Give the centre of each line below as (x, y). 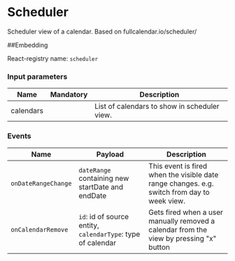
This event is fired (178, 166)
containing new (104, 178)
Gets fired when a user (186, 212)
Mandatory (69, 95)
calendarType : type (109, 234)
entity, (89, 225)
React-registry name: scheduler (53, 58)
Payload (110, 154)
